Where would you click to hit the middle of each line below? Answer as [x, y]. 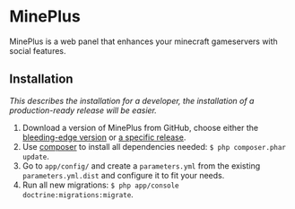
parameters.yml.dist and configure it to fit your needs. [123, 175]
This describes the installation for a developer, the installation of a [132, 100]
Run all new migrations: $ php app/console [100, 185]
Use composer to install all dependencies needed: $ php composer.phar [154, 146]
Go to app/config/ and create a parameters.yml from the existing [141, 165]
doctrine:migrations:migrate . [78, 194]
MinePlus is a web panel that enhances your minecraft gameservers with [143, 41]
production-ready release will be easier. [83, 110]
